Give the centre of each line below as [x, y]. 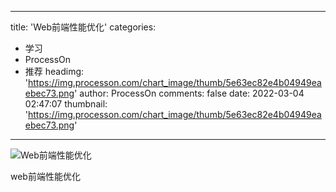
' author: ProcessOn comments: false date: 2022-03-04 [189, 93]
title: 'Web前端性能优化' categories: [83, 27]
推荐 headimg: [54, 71]
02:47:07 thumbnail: [66, 104]
